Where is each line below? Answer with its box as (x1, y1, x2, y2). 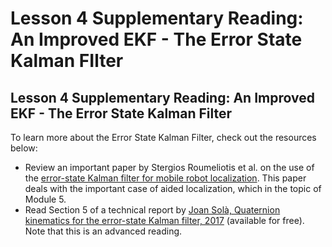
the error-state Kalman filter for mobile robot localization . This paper (24, 172, 307, 184)
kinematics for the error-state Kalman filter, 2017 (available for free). (24, 215, 305, 226)
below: (10, 142, 38, 154)
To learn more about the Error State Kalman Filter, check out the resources (10, 132, 317, 143)
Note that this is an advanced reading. (24, 225, 183, 237)
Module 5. (24, 193, 67, 205)
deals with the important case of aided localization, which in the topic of (24, 183, 322, 194)
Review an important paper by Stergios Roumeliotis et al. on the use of (24, 162, 315, 173)
